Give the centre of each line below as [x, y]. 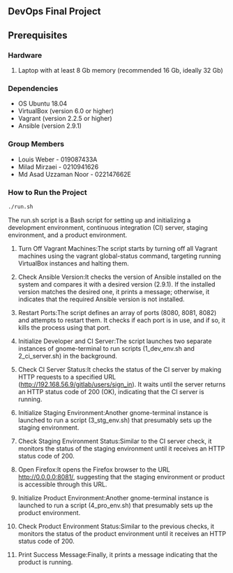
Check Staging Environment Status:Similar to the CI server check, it [115, 441]
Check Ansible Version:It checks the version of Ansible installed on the [120, 277]
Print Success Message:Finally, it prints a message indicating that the [118, 554]
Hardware [25, 55]
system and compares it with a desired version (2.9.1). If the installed [116, 284]
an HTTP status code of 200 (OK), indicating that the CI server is [111, 391]
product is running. [45, 562]
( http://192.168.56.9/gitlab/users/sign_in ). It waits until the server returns [122, 384]
